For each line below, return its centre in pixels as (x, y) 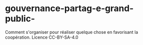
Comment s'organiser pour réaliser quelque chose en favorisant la (71, 32)
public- (20, 19)
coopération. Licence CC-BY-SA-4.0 (42, 37)
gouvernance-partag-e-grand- (69, 8)
